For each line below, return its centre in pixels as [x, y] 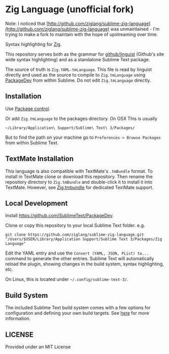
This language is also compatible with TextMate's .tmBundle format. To [79, 171]
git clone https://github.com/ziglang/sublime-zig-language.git [75, 235]
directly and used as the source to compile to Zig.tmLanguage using [75, 74]
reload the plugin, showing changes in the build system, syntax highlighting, [84, 264]
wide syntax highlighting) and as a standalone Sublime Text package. [78, 59]
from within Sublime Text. [32, 143]
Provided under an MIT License [38, 347]
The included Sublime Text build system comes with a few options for [78, 308]
